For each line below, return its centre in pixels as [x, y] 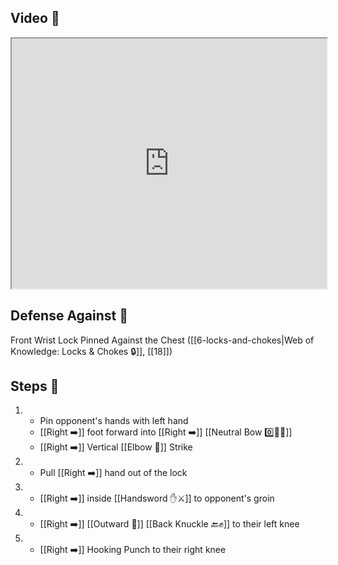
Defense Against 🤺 [69, 316]
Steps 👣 [35, 386]
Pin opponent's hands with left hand [114, 421]
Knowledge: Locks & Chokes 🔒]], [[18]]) [91, 351]
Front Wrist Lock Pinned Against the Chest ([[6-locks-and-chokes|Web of [162, 340]
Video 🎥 [35, 18]
